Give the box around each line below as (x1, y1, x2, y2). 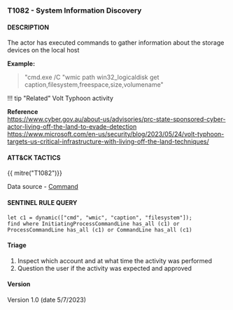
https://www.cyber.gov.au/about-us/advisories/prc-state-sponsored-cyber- (7, 115, 226, 124)
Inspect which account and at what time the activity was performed (17, 256, 212, 265)
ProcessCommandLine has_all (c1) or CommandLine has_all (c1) (7, 226, 192, 233)
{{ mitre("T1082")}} (7, 169, 63, 177)
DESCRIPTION (7, 23, 50, 31)
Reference (7, 108, 38, 116)
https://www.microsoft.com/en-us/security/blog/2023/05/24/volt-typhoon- (7, 130, 225, 139)
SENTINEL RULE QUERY (7, 198, 78, 206)
